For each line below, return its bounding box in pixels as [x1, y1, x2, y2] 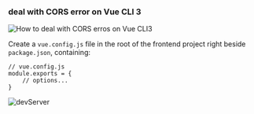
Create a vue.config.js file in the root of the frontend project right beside [8, 39, 246, 49]
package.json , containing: [8, 48, 90, 57]
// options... [22, 77, 68, 85]
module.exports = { [8, 70, 72, 78]
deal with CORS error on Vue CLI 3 [8, 6, 142, 17]
